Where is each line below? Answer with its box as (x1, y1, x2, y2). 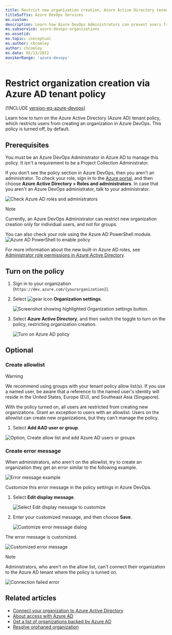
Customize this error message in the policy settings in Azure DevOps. (5, 484, 152, 490)
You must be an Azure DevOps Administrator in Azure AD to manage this (5, 154, 159, 160)
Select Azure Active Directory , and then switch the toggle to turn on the (12, 316, 166, 322)
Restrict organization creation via (5, 77, 150, 89)
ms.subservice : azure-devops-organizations (5, 27, 100, 32)
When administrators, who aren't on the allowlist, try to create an (5, 459, 142, 465)
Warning (5, 373, 23, 379)
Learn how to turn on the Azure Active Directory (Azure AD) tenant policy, (5, 115, 161, 121)
